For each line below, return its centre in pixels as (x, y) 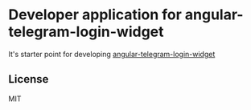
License (29, 79)
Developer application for (95, 15)
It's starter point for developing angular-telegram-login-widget (112, 54)
